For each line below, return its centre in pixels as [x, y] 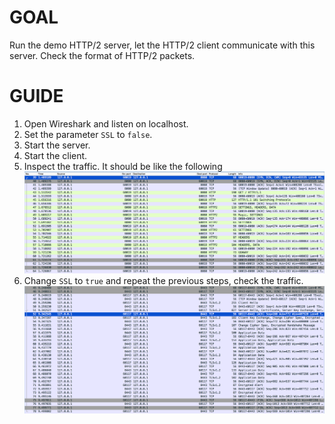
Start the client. [55, 155]
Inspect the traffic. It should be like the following [123, 166]
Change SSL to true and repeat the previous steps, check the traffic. [163, 280]
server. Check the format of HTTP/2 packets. [102, 55]
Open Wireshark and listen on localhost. [106, 123]
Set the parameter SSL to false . [88, 134]
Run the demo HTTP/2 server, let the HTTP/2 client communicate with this [162, 45]
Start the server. [57, 145]
